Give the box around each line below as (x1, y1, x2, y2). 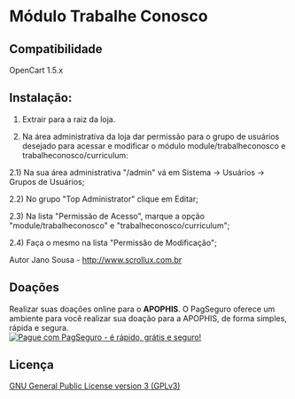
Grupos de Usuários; (9, 176, 85, 187)
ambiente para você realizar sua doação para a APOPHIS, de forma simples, (9, 312, 288, 324)
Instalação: (9, 90, 73, 105)
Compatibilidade (9, 42, 104, 57)
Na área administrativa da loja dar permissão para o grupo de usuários (21, 131, 280, 142)
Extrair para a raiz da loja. (21, 113, 116, 125)
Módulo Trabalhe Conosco (9, 6, 208, 27)
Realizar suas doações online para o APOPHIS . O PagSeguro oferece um (9, 303, 276, 314)
